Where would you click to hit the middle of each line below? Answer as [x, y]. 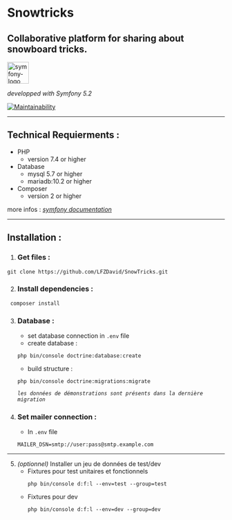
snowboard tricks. [47, 49]
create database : [52, 343]
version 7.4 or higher [57, 159]
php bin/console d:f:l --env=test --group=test [97, 484]
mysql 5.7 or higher [55, 174]
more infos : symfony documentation [60, 209]
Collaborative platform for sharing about [96, 38]
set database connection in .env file [78, 336]
